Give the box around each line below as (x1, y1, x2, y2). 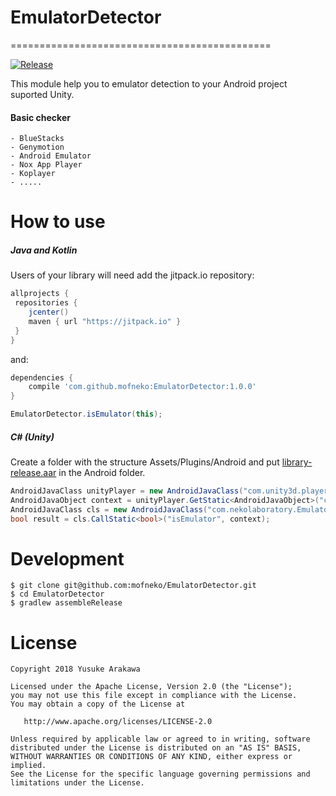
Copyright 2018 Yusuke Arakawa (10, 664, 141, 675)
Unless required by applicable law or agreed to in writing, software (10, 734, 311, 745)
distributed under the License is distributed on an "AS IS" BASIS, (10, 743, 302, 753)
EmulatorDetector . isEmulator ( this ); (10, 409, 163, 420)
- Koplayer (10, 169, 56, 179)
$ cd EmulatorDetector (10, 589, 105, 600)
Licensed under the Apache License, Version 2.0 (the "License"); (10, 682, 293, 692)
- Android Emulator (10, 151, 92, 161)
